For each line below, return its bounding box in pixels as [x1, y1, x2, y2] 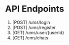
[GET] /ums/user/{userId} [12, 30, 65, 35]
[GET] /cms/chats [12, 35, 48, 41]
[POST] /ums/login [12, 19, 50, 25]
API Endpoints [5, 3, 65, 15]
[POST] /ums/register [12, 24, 56, 30]
